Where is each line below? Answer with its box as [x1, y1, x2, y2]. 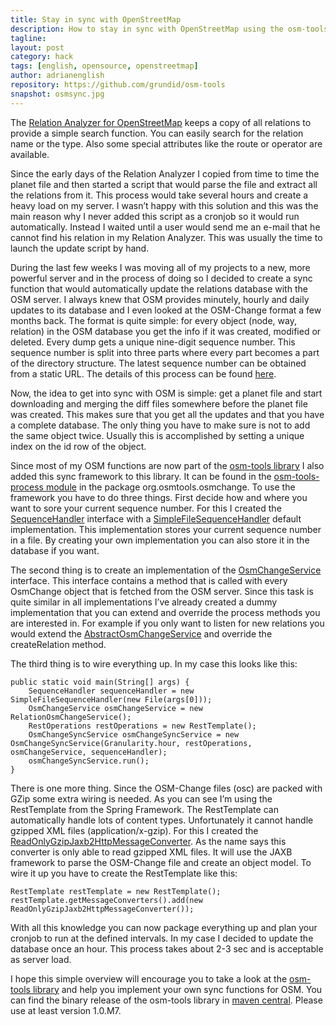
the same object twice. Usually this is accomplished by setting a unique [10, 429, 305, 441]
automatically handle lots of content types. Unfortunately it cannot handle [10, 814, 314, 826]
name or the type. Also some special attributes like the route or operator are [10, 137, 323, 150]
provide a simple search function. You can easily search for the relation [10, 127, 304, 139]
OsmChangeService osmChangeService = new [28, 703, 203, 713]
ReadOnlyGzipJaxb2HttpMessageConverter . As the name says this [10, 835, 287, 847]
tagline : [10, 33, 47, 43]
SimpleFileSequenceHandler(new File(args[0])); [10, 694, 213, 705]
